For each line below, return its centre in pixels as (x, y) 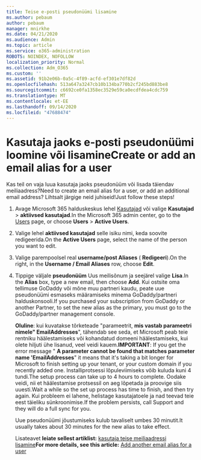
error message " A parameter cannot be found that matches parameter (105, 351)
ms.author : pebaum (29, 17)
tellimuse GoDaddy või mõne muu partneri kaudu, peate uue (89, 289)
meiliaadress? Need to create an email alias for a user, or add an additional (98, 191)
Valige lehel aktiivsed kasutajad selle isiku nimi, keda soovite (91, 233)
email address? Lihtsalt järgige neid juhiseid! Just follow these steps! (90, 197)
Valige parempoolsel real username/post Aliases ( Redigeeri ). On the (100, 258)
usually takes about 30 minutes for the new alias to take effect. (93, 427)
